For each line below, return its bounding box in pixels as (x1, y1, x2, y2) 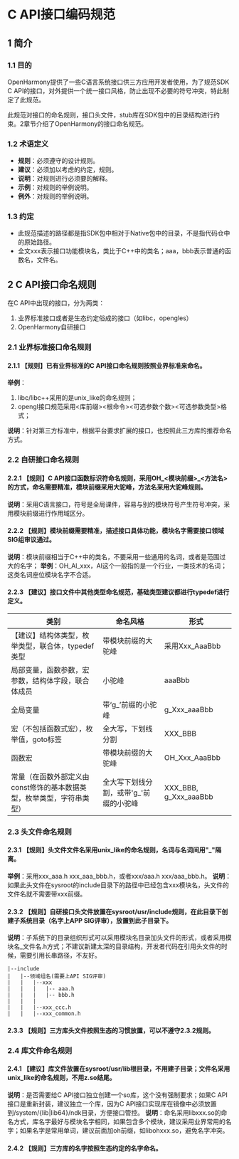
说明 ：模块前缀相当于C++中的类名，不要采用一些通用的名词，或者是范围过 (7, 552, 226, 561)
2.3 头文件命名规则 (7, 827, 73, 837)
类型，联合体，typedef (18, 641, 95, 651)
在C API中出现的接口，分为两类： (7, 299, 105, 307)
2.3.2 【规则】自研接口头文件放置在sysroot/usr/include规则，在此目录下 (7, 907, 222, 916)
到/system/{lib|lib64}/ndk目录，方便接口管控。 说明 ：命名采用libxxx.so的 (7, 1108, 221, 1117)
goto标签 (32, 734, 63, 744)
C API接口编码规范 (7, 6, 116, 23)
